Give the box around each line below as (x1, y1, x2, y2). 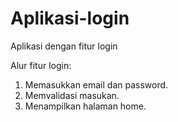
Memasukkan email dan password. (24, 78, 169, 91)
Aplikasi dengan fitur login (10, 40, 118, 52)
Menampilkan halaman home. (24, 100, 147, 112)
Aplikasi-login (10, 7, 130, 30)
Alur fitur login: (10, 59, 72, 71)
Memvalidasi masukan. (24, 89, 120, 101)
